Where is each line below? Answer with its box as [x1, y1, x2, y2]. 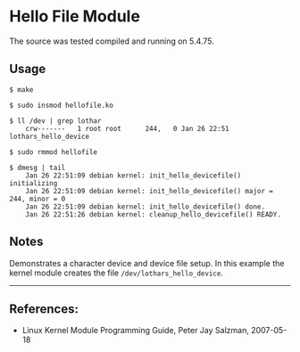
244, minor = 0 [9, 194, 66, 203]
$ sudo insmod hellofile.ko [9, 101, 114, 110]
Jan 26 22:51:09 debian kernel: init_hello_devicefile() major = [25, 186, 274, 195]
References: [9, 301, 79, 316]
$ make [9, 85, 34, 94]
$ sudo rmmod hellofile [9, 147, 98, 157]
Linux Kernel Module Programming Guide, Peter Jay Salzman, [21, 325, 250, 336]
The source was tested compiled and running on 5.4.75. [9, 36, 214, 46]
